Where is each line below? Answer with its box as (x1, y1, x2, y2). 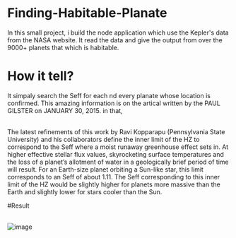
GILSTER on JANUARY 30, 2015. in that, (7, 106, 123, 114)
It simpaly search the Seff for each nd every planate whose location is (7, 91, 211, 100)
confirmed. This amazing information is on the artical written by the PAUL (7, 99, 220, 107)
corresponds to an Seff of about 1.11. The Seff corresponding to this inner (7, 172, 220, 181)
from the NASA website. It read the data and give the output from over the (7, 35, 223, 44)
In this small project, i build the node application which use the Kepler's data (7, 28, 229, 37)
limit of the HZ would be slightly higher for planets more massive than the (7, 180, 220, 189)
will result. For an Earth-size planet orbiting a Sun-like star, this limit (7, 165, 203, 174)
